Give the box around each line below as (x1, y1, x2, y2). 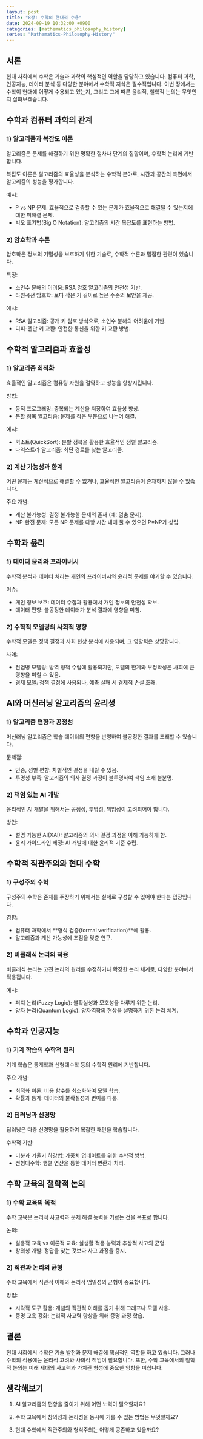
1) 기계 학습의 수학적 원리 (6, 1046, 75, 1054)
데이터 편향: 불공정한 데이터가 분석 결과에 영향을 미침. (15, 606, 141, 614)
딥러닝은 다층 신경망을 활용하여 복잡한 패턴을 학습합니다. (6, 1126, 139, 1133)
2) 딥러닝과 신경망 (6, 1111, 56, 1119)
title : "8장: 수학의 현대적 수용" (6, 15, 82, 21)
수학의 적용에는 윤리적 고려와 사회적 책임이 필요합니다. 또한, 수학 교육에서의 (6, 1356, 184, 1364)
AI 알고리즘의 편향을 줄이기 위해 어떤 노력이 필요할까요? (15, 1401, 147, 1408)
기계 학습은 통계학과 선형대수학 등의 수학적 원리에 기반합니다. (6, 1061, 150, 1068)
